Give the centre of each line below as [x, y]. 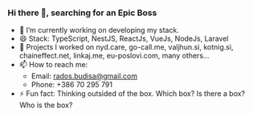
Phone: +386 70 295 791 [72, 85]
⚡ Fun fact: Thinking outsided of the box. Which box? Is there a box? [132, 94]
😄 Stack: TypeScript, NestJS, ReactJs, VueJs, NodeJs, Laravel [124, 38]
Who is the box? [46, 105]
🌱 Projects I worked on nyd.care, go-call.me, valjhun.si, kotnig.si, [126, 47]
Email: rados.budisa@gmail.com [84, 76]
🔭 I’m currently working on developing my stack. [99, 30]
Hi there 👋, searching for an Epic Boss [82, 13]
